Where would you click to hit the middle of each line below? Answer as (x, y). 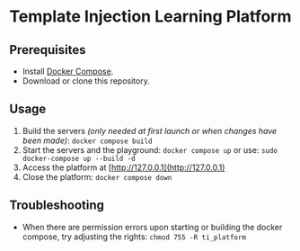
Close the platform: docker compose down (97, 176)
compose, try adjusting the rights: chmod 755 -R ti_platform (134, 237)
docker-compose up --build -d (79, 158)
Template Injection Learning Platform (150, 17)
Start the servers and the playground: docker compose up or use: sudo (150, 149)
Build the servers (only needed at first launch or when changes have (150, 130)
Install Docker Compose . (68, 71)
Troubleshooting (57, 206)
